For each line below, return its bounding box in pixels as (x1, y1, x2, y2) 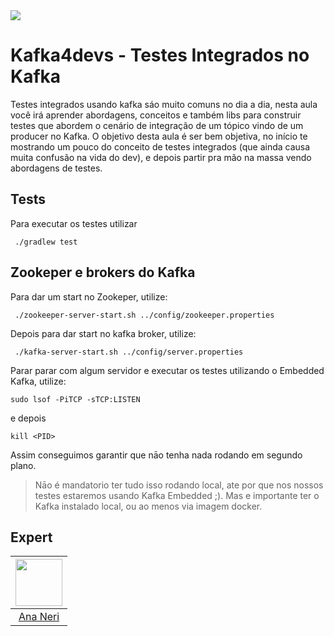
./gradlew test (14, 237, 78, 247)
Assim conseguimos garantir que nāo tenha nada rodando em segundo (10, 449, 303, 461)
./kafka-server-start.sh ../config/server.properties (14, 347, 244, 357)
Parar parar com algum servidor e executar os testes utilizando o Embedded (10, 364, 325, 376)
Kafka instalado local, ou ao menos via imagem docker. (34, 500, 263, 512)
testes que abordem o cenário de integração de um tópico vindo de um (10, 119, 304, 131)
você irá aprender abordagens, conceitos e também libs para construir (10, 109, 302, 121)
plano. (10, 459, 37, 471)
